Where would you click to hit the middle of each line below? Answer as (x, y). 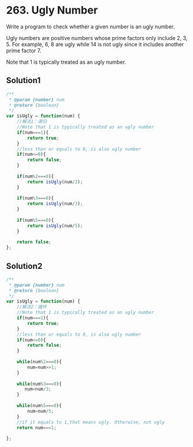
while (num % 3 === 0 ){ (39, 384)
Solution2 (24, 266)
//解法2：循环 (32, 307)
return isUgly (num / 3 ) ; (55, 204)
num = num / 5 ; (41, 411)
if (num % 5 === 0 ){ (35, 220)
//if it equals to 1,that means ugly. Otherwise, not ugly (91, 422)
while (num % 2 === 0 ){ (39, 362)
